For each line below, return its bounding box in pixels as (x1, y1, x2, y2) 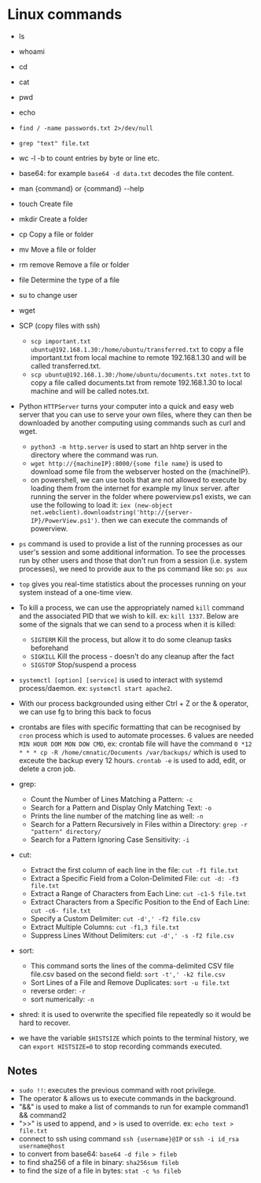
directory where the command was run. (30, 450, 159, 459)
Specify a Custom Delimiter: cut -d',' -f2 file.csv (30, 913, 201, 923)
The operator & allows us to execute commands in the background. (18, 1093, 237, 1103)
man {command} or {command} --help (18, 183, 145, 193)
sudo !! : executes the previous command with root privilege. (18, 1085, 216, 1094)
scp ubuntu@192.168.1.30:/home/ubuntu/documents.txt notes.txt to (30, 369, 251, 379)
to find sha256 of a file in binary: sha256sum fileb (18, 1157, 179, 1166)
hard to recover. (18, 1018, 71, 1027)
